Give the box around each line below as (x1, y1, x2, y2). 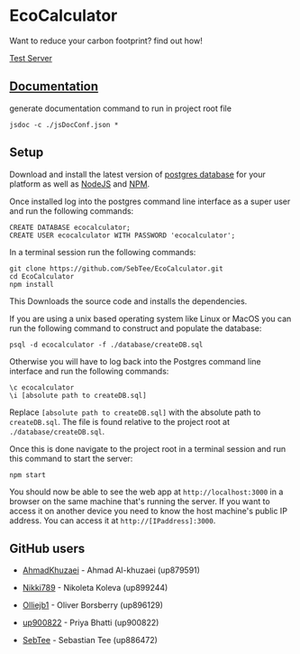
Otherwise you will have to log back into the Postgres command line (9, 355, 261, 366)
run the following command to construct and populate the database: (9, 322, 262, 334)
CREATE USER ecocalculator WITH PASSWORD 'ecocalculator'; (9, 231, 236, 240)
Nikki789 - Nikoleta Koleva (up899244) (22, 583, 168, 594)
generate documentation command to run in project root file (9, 103, 232, 114)
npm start (9, 470, 47, 479)
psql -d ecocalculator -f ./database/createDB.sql (9, 340, 204, 349)
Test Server (9, 52, 52, 63)
